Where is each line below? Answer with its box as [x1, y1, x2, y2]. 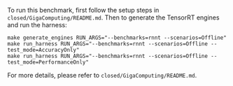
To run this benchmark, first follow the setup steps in [7, 6, 160, 14]
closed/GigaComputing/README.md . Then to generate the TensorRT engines [7, 13, 220, 22]
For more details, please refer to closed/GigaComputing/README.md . [7, 71, 197, 79]
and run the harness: [7, 21, 68, 29]
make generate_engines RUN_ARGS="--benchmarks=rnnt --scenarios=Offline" [7, 34, 227, 41]
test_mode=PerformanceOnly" [7, 59, 90, 66]
